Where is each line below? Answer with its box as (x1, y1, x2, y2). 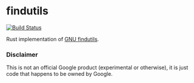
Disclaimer (6, 50, 38, 59)
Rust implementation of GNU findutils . (6, 35, 100, 42)
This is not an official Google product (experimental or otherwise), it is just (6, 64, 189, 71)
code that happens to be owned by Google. (6, 70, 113, 78)
